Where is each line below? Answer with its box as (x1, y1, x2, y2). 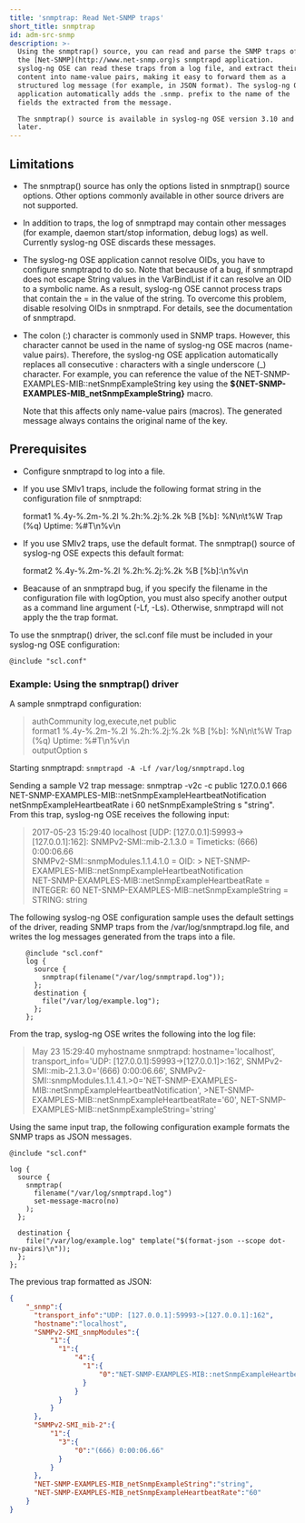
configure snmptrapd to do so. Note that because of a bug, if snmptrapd (22, 264, 293, 275)
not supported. (22, 199, 79, 210)
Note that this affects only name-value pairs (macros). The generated (22, 406, 283, 416)
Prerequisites (9, 442, 87, 457)
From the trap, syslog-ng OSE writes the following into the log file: (9, 1028, 256, 1039)
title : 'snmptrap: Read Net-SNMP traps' (9, 13, 165, 23)
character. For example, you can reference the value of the (22, 368, 243, 379)
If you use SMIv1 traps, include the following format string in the (22, 483, 261, 494)
